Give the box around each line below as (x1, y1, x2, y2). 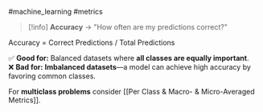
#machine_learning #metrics (8, 7, 103, 16)
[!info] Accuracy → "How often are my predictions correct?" (27, 22, 228, 31)
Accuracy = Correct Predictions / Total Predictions (8, 38, 175, 47)
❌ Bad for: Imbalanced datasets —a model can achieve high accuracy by (8, 62, 252, 71)
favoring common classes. (8, 71, 97, 81)
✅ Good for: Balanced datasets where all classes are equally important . (8, 54, 249, 62)
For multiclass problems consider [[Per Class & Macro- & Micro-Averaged (8, 87, 255, 96)
